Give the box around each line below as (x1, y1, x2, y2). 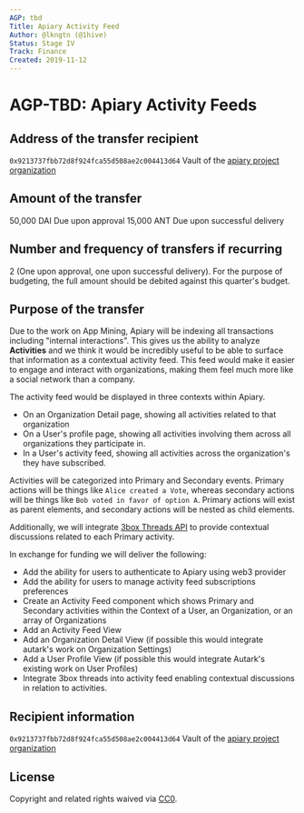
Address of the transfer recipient (9, 131, 199, 146)
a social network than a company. (9, 374, 136, 385)
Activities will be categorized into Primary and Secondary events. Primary (9, 475, 284, 487)
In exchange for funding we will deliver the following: (9, 549, 207, 560)
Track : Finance (9, 47, 67, 56)
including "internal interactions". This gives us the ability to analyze (9, 336, 260, 346)
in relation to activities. (22, 683, 107, 694)
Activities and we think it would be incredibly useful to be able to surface (9, 345, 284, 356)
